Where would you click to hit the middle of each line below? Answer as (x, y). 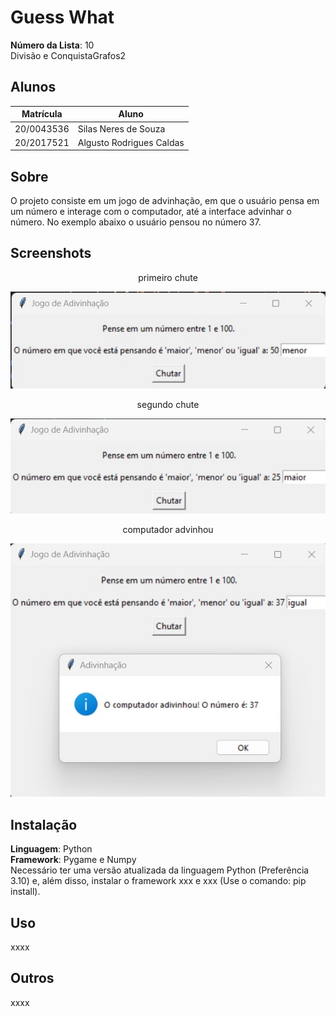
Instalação (44, 824)
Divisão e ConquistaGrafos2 (68, 55)
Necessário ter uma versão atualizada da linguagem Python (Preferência (160, 870)
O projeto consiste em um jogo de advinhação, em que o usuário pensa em (165, 201)
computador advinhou (168, 529)
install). (25, 892)
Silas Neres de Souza (121, 128)
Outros (32, 978)
